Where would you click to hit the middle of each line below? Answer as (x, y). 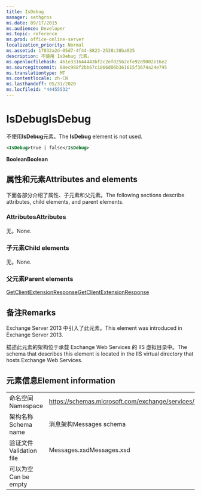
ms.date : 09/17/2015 (32, 23)
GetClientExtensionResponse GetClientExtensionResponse (78, 292)
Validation (23, 451)
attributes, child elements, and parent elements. (65, 201)
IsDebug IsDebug (49, 119)
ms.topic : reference (32, 34)
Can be (19, 477)
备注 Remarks (31, 312)
